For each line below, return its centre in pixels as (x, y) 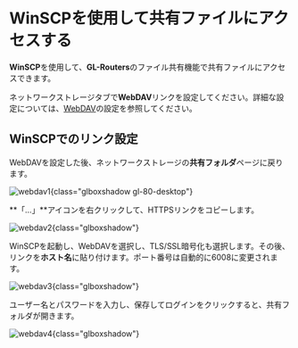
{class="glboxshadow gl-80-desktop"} (122, 191)
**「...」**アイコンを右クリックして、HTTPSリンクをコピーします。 (134, 210)
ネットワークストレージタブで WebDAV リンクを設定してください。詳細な (143, 97)
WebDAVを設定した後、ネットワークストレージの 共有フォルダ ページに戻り (146, 162)
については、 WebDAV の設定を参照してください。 (107, 108)
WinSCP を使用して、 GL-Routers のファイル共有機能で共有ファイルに (136, 67)
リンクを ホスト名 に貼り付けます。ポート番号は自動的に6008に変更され (140, 257)
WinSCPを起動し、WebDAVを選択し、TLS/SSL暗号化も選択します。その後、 (149, 245)
